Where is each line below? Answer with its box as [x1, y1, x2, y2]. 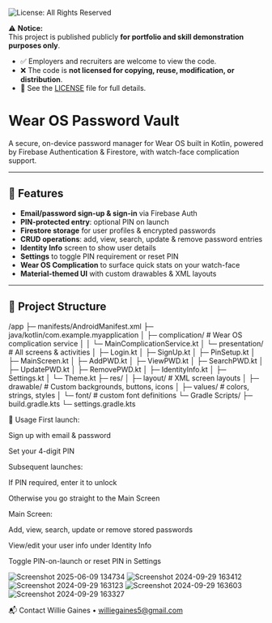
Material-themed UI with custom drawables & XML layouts [19, 269, 217, 278]
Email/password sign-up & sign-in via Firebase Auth [19, 208, 198, 218]
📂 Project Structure [8, 300, 107, 314]
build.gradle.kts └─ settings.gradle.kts [8, 398, 136, 409]
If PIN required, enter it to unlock [8, 477, 117, 487]
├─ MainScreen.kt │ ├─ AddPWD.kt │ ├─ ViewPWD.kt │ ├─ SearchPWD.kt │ [8, 355, 264, 365]
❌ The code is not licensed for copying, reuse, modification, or [19, 66, 235, 75]
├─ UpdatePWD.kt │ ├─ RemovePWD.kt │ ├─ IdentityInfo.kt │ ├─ [8, 364, 227, 374]
